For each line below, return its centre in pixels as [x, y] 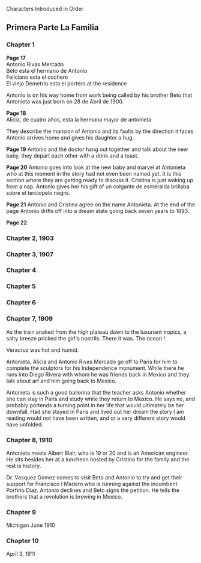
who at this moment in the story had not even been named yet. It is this [94, 173]
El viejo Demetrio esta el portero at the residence [67, 83]
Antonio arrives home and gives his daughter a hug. [70, 137]
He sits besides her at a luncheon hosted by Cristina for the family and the [98, 459]
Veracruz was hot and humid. [43, 350]
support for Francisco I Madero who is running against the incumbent [92, 484]
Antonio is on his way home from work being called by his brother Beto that [99, 95]
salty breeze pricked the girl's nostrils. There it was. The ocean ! [86, 338]
